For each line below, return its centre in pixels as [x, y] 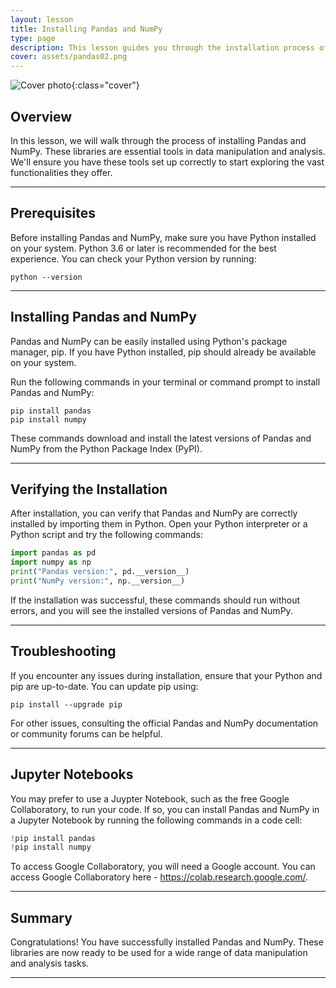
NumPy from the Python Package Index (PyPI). [106, 448]
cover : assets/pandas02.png [69, 57]
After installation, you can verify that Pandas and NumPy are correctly [154, 513]
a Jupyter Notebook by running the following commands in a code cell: [156, 820]
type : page [33, 38]
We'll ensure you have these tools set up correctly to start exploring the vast [167, 162]
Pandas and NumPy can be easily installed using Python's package [149, 341]
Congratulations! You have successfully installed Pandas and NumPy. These [167, 942]
